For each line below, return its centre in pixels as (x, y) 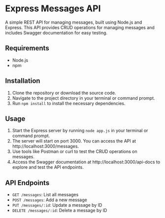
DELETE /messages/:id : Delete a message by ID (60, 211)
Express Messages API (53, 9)
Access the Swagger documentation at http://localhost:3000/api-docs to (86, 162)
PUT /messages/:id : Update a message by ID (57, 205)
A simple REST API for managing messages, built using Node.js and (74, 22)
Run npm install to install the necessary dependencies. (69, 103)
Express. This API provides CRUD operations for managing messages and (80, 27)
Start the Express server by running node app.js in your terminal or (80, 131)
